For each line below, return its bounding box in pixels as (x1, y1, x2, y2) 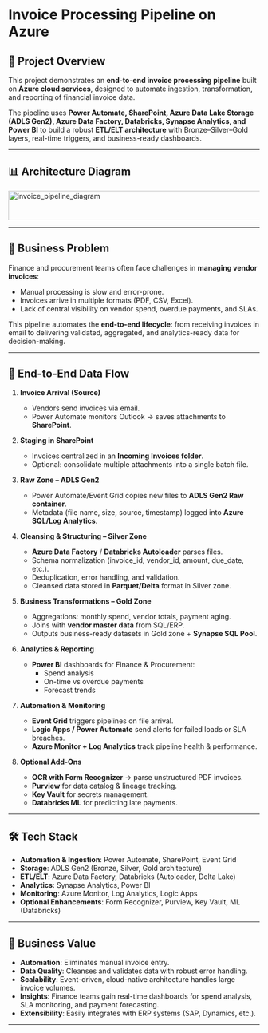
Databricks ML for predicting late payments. (31, 798, 178, 808)
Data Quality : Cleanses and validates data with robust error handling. (19, 966, 248, 976)
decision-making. (8, 336, 66, 346)
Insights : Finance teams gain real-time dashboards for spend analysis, (19, 991, 253, 1001)
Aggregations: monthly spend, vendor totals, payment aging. (31, 612, 231, 622)
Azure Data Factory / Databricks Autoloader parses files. (31, 547, 223, 556)
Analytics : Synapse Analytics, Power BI (19, 881, 151, 890)
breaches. (31, 733, 65, 743)
